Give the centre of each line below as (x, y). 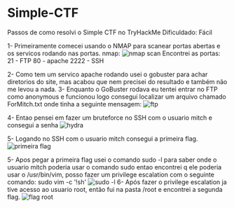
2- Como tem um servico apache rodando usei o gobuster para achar (108, 74)
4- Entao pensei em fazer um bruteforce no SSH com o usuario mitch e (110, 118)
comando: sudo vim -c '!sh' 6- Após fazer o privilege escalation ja (117, 182)
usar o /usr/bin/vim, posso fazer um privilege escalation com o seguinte (111, 174)
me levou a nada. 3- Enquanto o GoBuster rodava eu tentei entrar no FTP (113, 89)
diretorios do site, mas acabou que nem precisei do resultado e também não (117, 81)
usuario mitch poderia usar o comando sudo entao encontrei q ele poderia (115, 167)
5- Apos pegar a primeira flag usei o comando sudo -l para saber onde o (112, 160)
